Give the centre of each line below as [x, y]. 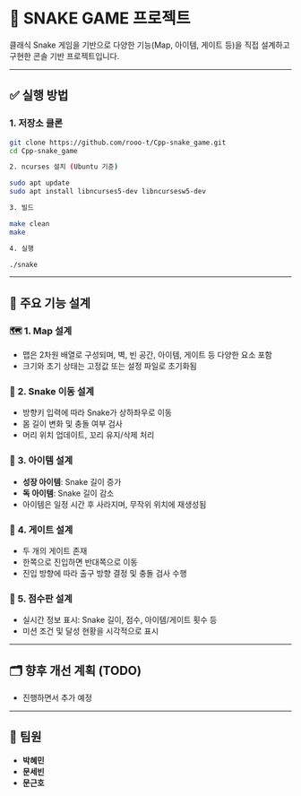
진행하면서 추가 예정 [57, 698]
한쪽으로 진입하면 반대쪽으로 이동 [80, 562]
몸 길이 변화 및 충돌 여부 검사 [72, 424]
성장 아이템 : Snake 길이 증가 [72, 481]
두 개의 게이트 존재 [55, 550]
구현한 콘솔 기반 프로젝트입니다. [64, 56]
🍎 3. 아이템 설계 [41, 461]
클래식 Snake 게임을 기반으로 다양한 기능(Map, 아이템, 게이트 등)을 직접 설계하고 [150, 45]
